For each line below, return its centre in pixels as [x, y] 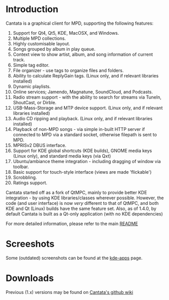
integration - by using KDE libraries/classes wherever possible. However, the [85, 198]
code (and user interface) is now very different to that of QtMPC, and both [82, 203]
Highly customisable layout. [42, 43]
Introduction [32, 9]
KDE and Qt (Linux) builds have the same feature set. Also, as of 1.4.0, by [81, 208]
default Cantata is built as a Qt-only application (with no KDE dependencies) [84, 214]
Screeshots [30, 244]
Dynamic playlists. [32, 86]
